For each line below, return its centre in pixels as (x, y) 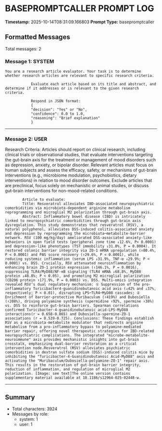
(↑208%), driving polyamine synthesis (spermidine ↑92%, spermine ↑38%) (80, 302)
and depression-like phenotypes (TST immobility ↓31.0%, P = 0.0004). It (81, 246)
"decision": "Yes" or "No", (59, 110)
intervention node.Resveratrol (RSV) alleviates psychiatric (68, 348)
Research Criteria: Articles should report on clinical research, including (75, 150)
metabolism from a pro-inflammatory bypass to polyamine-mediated (73, 327)
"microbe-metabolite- (128, 335)
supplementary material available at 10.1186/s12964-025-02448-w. (73, 378)
